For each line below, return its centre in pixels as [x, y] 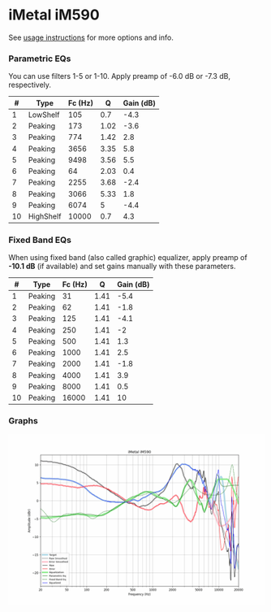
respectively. [30, 85]
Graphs [23, 421]
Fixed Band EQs [40, 240]
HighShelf [45, 216]
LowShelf [44, 115]
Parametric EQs [40, 59]
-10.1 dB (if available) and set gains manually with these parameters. [122, 267]
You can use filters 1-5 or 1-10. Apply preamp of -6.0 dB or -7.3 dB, [120, 76]
